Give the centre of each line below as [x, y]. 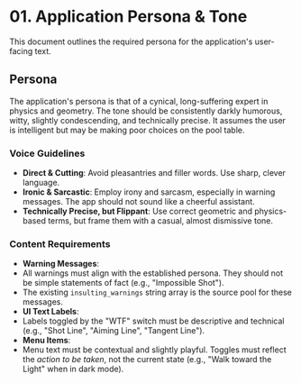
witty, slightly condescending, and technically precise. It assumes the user [148, 120]
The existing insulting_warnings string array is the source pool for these [157, 292]
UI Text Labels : [50, 312]
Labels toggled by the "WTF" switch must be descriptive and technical [153, 321]
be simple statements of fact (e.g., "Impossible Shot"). [123, 283]
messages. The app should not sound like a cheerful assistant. [138, 202]
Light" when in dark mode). [73, 369]
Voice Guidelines [47, 153]
